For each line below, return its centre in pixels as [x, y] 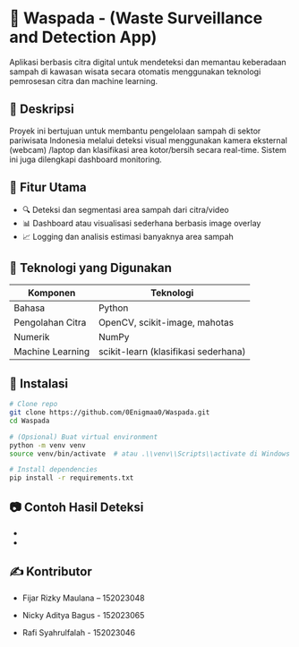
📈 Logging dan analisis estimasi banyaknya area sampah [128, 236]
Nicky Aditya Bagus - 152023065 [83, 615]
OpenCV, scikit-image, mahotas [166, 323]
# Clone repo [34, 404]
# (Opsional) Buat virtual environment [84, 437]
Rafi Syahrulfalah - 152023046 [79, 632]
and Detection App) [83, 37]
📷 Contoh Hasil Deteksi [77, 507]
